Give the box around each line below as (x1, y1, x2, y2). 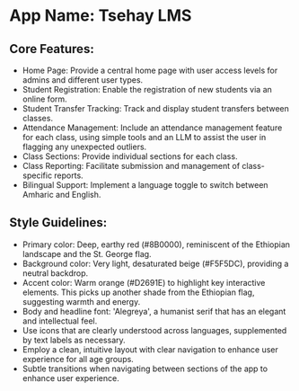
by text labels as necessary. (22, 334, 126, 345)
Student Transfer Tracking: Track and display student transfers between (22, 103, 290, 113)
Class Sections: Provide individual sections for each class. (22, 151, 238, 162)
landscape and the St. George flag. (22, 248, 152, 259)
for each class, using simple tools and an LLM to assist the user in (22, 132, 267, 142)
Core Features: (9, 41, 94, 57)
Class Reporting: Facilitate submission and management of (22, 161, 241, 171)
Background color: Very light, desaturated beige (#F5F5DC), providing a (22, 258, 289, 269)
